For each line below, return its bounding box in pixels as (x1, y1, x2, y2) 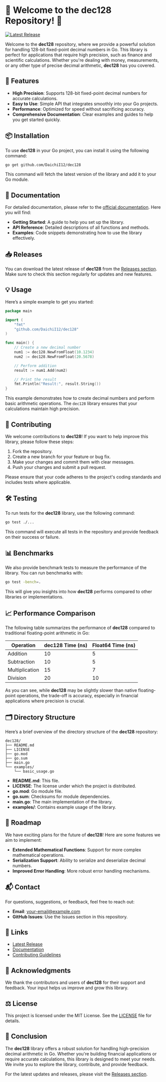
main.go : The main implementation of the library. (12, 798, 113, 804)
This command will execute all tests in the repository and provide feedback (5, 528, 159, 535)
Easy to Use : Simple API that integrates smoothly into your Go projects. (12, 101, 159, 107)
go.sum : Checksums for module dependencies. (12, 793, 110, 799)
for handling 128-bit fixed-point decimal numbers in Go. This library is (5, 46, 148, 52)
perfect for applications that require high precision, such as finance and (5, 52, 152, 58)
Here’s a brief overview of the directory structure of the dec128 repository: (5, 729, 158, 735)
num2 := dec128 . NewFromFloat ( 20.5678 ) (14, 354, 94, 359)
